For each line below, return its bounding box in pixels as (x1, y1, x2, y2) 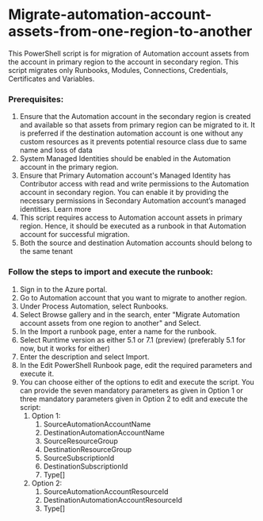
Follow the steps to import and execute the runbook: (8, 266, 214, 278)
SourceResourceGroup (43, 436, 119, 446)
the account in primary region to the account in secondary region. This (8, 57, 239, 67)
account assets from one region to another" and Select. (19, 318, 202, 328)
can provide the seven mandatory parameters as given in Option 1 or (19, 385, 244, 395)
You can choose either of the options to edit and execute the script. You (19, 377, 255, 386)
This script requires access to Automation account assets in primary (19, 213, 243, 223)
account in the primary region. (19, 163, 119, 172)
